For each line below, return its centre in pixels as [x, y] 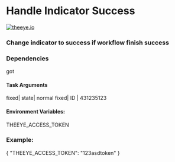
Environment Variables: [36, 111]
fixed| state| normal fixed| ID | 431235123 [56, 98]
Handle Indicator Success [71, 11]
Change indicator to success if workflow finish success [88, 43]
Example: [20, 140]
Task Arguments [27, 85]
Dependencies [27, 59]
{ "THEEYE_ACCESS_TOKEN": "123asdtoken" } [63, 153]
